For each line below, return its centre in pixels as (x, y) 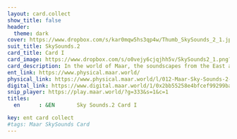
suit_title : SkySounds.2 (44, 46)
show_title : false (34, 20)
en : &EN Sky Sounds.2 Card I (75, 105)
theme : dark (31, 33)
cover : (17, 40)
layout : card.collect (39, 14)
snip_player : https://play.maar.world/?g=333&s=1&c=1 (88, 92)
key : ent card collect (41, 118)
